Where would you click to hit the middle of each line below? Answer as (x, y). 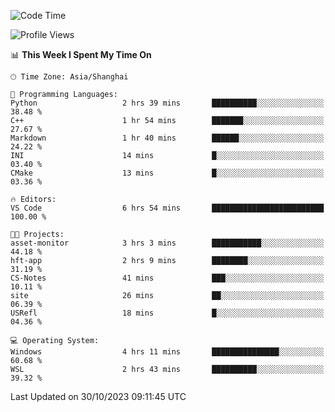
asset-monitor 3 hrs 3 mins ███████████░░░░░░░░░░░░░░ (167, 243)
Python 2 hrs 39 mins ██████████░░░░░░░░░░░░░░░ (167, 103)
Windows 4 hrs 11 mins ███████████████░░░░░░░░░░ (167, 352)
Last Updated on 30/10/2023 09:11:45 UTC (98, 396)
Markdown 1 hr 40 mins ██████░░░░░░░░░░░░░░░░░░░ (167, 138)
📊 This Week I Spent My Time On (81, 54)
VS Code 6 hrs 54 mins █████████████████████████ (167, 208)
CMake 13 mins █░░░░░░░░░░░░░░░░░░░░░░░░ (167, 173)
